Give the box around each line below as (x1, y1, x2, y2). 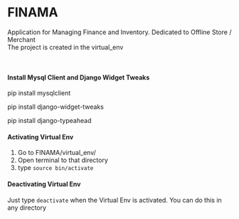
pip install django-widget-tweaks (7, 102, 105, 111)
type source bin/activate (17, 164, 94, 172)
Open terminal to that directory (17, 156, 109, 164)
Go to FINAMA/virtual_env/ (17, 149, 96, 157)
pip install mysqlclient (7, 89, 71, 97)
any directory (7, 203, 47, 212)
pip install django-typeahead (7, 117, 92, 125)
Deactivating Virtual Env (7, 179, 81, 188)
